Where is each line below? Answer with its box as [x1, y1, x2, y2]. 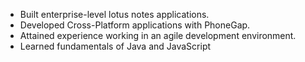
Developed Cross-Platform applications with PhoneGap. [19, 19, 251, 31]
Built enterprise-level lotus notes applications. [19, 9, 210, 20]
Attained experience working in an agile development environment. [19, 30, 297, 41]
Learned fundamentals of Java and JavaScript [19, 40, 212, 52]
